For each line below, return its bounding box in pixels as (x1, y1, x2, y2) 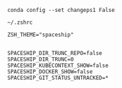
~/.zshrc (7, 19, 33, 26)
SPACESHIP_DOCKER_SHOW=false (7, 68, 93, 75)
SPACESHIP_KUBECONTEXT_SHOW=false (7, 62, 109, 69)
